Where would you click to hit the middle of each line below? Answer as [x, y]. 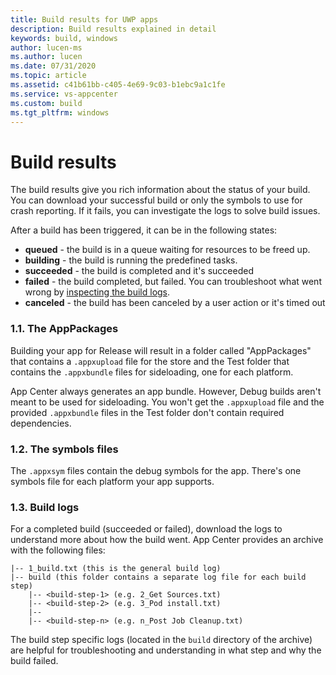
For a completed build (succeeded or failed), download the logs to [146, 529]
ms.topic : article [48, 76]
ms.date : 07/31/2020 [53, 66]
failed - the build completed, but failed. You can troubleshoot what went [173, 282]
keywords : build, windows [64, 38]
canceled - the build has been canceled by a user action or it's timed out [175, 303]
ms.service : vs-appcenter [64, 94]
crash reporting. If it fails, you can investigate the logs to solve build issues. [165, 211]
